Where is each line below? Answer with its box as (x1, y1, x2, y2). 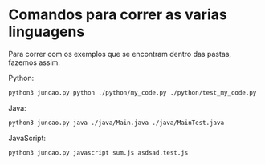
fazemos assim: (8, 58, 60, 67)
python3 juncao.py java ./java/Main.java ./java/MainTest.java (8, 119, 225, 127)
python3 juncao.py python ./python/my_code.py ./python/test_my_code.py (8, 88, 257, 97)
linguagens (8, 22, 85, 41)
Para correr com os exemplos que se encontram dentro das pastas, (8, 49, 231, 58)
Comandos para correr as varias (8, 6, 227, 24)
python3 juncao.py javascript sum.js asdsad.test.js (8, 148, 189, 157)
